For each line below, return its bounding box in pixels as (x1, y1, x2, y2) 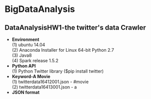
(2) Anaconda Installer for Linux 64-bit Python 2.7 (11, 47, 114, 53)
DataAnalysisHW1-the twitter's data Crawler (4, 23, 147, 32)
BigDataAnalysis (4, 3, 75, 15)
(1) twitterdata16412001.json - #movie (11, 79, 89, 85)
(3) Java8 (11, 52, 32, 58)
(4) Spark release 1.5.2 (11, 58, 58, 63)
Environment (11, 36, 39, 42)
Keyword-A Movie (11, 74, 51, 79)
